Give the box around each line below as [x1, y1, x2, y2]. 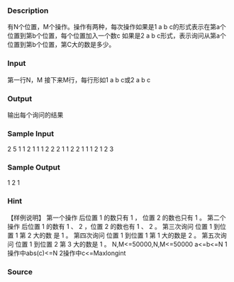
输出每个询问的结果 [7, 111, 64, 119]
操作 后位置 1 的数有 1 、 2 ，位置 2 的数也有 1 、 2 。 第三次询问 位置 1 [7, 222, 213, 230]
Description [7, 6, 49, 16]
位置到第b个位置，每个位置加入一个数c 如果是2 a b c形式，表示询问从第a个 [7, 31, 227, 40]
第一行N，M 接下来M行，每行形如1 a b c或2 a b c [7, 75, 151, 84]
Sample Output [7, 162, 60, 172]
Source [7, 266, 33, 276]
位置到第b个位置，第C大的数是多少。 [7, 40, 116, 49]
